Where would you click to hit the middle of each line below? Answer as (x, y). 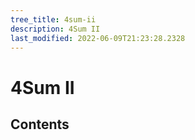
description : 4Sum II (55, 29)
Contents (40, 124)
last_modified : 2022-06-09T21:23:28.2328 (98, 38)
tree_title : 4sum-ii (53, 19)
